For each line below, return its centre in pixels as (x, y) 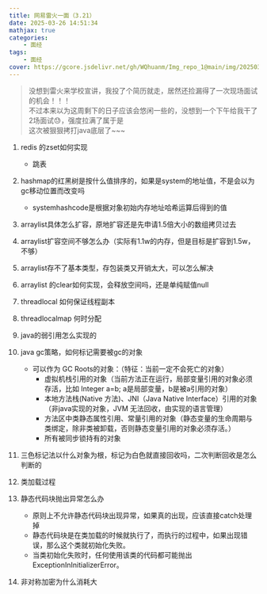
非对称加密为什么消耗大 (59, 581)
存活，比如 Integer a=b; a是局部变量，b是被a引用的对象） (138, 388)
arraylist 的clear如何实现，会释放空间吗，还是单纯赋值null (114, 284)
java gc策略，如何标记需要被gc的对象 (82, 352)
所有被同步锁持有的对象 (82, 438)
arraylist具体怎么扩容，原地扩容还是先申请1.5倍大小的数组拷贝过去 (128, 224)
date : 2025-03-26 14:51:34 (53, 23)
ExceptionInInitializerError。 (78, 565)
